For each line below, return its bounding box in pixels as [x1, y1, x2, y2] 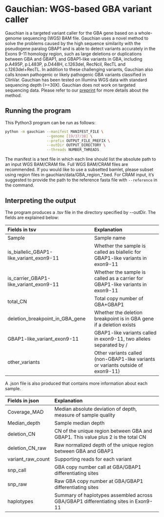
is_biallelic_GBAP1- [7, 248, 53, 255]
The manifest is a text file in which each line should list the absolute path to [5, 156, 156, 162]
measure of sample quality [54, 411, 116, 418]
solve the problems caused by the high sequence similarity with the [5, 40, 141, 46]
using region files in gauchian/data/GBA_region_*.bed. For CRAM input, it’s [5, 172, 154, 178]
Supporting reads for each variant [54, 455, 132, 462]
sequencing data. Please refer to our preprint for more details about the [5, 87, 149, 93]
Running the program [5, 107, 71, 115]
